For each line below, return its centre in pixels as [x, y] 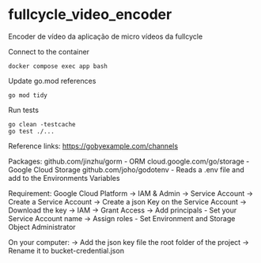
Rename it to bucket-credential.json [66, 250]
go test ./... [32, 131]
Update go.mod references [52, 81]
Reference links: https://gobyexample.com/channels [93, 146]
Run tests [24, 110]
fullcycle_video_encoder [90, 15]
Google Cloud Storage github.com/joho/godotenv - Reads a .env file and [126, 169]
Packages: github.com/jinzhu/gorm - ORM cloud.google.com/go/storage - [129, 161]
